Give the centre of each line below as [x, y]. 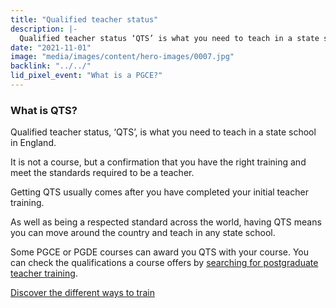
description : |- [44, 29]
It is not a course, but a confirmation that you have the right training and [158, 162]
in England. [33, 143]
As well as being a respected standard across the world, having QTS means [166, 222]
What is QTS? [44, 110]
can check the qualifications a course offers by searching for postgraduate [164, 263]
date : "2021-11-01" [51, 47]
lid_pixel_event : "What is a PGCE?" [86, 76]
